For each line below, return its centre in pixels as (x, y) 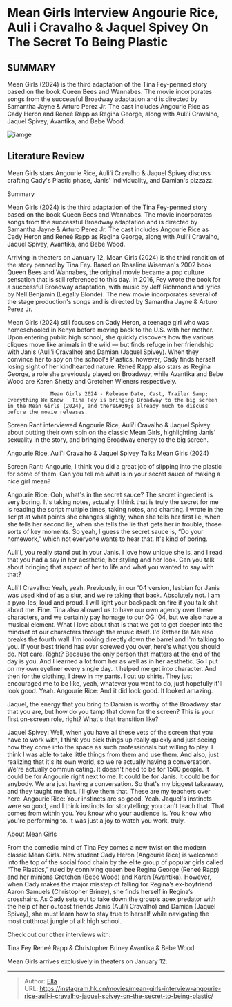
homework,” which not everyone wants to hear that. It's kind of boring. (108, 539)
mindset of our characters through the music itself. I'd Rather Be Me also (110, 632)
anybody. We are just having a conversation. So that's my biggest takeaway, (116, 783)
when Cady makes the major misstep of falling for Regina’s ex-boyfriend (110, 884)
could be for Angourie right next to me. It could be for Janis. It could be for (113, 776)
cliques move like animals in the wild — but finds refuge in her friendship (110, 344)
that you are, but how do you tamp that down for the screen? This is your (111, 711)
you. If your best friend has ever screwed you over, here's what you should (114, 646)
